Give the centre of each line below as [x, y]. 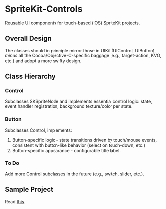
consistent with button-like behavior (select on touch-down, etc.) [79, 145]
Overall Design [28, 38]
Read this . [15, 201]
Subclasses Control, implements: [39, 130]
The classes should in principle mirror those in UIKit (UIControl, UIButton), [81, 50]
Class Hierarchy [30, 77]
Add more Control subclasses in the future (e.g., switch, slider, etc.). [75, 174]
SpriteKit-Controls [44, 9]
